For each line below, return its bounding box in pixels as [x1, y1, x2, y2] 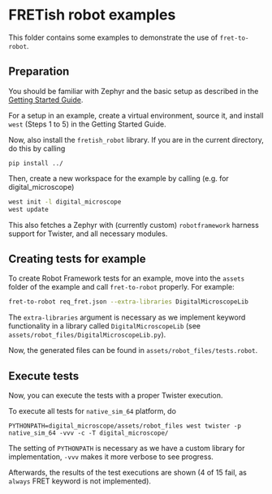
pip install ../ [8, 159, 63, 167]
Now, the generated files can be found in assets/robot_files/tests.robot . [8, 346, 258, 355]
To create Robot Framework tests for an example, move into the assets [8, 273, 245, 283]
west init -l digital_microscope [8, 197, 122, 206]
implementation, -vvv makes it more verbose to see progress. [8, 452, 214, 462]
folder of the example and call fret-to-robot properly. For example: [8, 282, 235, 292]
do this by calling [8, 144, 66, 153]
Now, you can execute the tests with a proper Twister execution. [8, 391, 223, 400]
